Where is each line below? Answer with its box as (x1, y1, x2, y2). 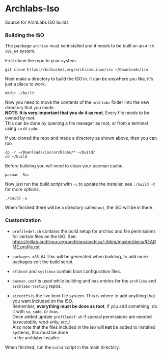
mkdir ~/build (5, 91, 34, 96)
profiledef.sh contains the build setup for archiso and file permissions (12, 228, 156, 234)
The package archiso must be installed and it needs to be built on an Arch (5, 43, 154, 49)
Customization (5, 217, 41, 224)
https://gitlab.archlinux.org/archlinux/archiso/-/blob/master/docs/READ (12, 238, 156, 244)
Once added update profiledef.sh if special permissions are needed (12, 314, 152, 319)
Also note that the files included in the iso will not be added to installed (12, 324, 156, 330)
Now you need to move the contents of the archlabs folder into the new (5, 99, 150, 105)
